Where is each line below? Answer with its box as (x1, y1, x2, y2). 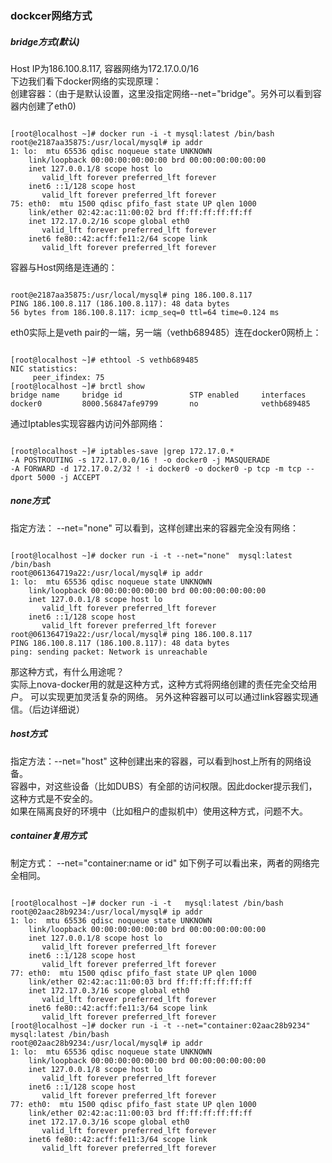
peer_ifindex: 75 (32, 372, 105, 382)
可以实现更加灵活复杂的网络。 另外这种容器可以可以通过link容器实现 (29, 690, 310, 702)
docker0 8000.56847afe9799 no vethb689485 (10, 398, 311, 409)
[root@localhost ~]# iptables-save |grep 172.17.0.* (10, 446, 235, 456)
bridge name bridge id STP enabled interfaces (10, 390, 307, 400)
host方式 (10, 728, 48, 740)
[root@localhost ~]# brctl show (10, 381, 145, 391)
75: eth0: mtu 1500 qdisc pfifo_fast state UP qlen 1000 (10, 198, 257, 209)
